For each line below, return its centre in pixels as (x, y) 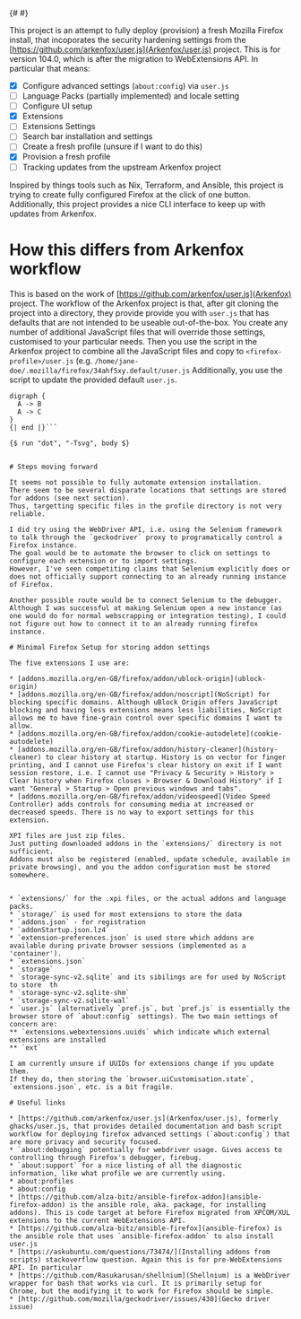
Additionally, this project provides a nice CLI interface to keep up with (138, 204)
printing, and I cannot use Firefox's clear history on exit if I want (146, 765)
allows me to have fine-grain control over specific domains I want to (146, 718)
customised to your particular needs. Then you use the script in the (133, 341)
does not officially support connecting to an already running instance (148, 577)
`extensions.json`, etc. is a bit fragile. (92, 1087)
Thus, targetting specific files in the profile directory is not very (146, 506)
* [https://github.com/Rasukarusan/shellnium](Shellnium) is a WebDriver (150, 1275)
